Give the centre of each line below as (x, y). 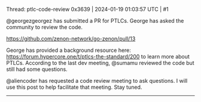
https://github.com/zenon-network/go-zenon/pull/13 (71, 38)
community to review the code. (44, 27)
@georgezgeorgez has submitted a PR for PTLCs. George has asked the (95, 21)
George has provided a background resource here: (69, 50)
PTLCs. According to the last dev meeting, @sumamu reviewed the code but (100, 63)
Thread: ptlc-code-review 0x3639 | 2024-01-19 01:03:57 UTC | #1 (87, 9)
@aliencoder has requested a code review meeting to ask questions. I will (97, 81)
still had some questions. (37, 69)
